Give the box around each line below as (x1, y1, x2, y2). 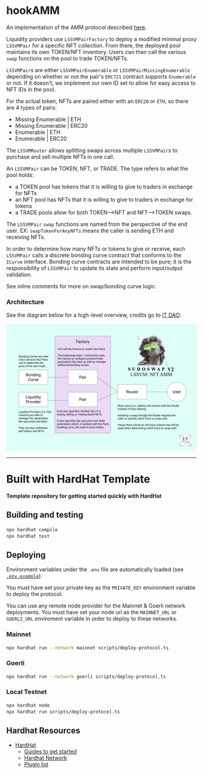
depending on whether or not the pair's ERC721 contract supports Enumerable (6, 73, 196, 80)
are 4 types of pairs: (6, 104, 57, 111)
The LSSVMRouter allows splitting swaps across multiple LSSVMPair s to (6, 147, 178, 154)
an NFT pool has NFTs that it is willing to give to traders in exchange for (14, 196, 193, 203)
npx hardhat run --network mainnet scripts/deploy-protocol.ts (6, 644, 169, 651)
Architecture (6, 297, 45, 306)
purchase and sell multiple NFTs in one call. (6, 153, 115, 160)
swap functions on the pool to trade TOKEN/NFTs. (6, 55, 129, 62)
